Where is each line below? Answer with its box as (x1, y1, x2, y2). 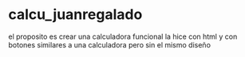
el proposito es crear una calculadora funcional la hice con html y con (8, 32, 238, 41)
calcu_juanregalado (8, 6, 143, 24)
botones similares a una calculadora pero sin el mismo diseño (8, 40, 211, 49)
